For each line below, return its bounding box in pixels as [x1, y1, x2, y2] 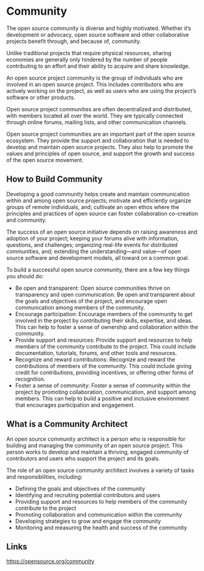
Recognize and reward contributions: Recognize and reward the [15, 356, 175, 363]
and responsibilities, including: [6, 473, 83, 481]
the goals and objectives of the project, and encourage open [15, 297, 167, 304]
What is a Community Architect [6, 419, 128, 429]
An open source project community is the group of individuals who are [6, 74, 183, 81]
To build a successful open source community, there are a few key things [6, 266, 190, 273]
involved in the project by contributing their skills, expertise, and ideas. [15, 317, 193, 324]
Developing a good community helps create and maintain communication [6, 190, 190, 197]
